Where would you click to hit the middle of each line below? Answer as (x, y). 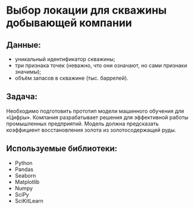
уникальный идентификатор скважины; (65, 59)
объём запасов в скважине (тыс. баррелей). (71, 78)
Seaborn (25, 175)
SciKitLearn (29, 201)
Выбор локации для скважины (87, 10)
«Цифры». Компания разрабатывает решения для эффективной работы (97, 117)
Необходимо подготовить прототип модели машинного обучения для (95, 111)
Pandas (24, 169)
